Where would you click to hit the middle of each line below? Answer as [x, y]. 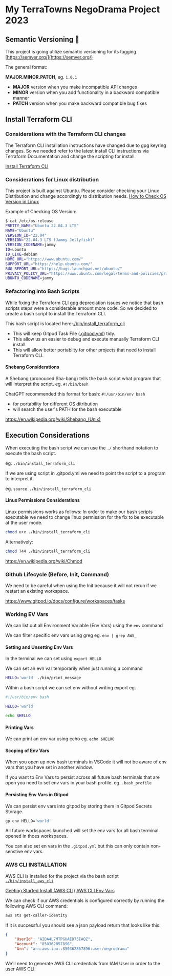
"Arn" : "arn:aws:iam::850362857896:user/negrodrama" [72, 949]
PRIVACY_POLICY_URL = [27, 273]
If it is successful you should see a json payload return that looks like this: [83, 925]
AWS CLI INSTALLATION [36, 865]
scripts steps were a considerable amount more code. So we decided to [81, 308]
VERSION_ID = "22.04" [26, 235]
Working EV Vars [27, 614]
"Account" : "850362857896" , [44, 944]
